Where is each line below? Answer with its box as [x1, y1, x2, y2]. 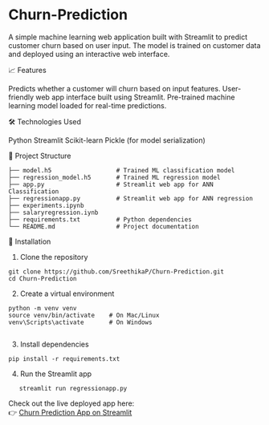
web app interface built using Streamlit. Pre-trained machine [35, 92, 235, 102]
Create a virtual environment [19, 289, 115, 298]
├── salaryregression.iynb [8, 208, 99, 217]
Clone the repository [19, 252, 88, 261]
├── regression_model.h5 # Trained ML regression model [8, 173, 221, 181]
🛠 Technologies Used [8, 116, 82, 126]
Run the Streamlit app [19, 369, 92, 378]
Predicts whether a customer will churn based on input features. [8, 83, 221, 93]
